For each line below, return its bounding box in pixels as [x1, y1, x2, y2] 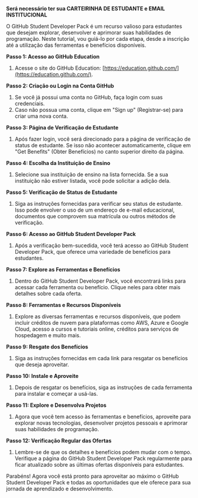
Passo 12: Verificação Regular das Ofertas [6, 437, 112, 444]
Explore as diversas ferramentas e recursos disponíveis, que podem [14, 313, 181, 320]
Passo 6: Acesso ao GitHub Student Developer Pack [6, 231, 136, 237]
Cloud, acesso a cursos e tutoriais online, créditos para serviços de [14, 325, 179, 332]
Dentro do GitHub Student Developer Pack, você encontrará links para [14, 277, 186, 284]
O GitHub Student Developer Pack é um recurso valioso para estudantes [6, 23, 182, 30]
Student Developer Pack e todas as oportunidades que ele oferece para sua [6, 479, 191, 486]
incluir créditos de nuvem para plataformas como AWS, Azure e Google [14, 319, 189, 326]
